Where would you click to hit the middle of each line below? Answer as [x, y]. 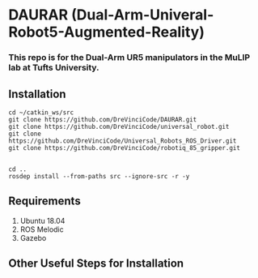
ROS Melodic [42, 229]
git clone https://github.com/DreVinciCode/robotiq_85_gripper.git [125, 148]
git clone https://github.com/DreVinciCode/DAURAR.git [103, 119]
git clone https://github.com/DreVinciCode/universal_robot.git [119, 126]
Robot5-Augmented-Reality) [106, 32]
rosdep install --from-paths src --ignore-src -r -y [99, 176]
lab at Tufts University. [54, 68]
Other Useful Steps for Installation [96, 264]
